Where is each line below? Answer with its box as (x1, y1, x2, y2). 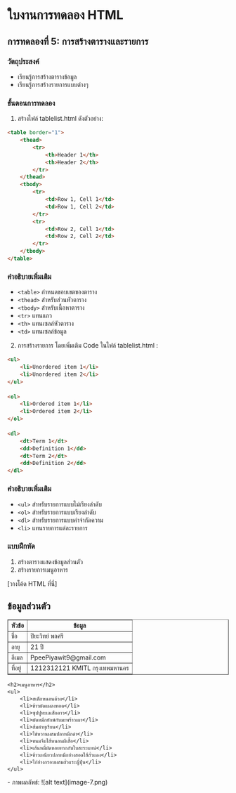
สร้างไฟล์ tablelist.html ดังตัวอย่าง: (17, 114, 104, 123)
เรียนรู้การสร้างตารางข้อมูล (17, 72, 77, 81)
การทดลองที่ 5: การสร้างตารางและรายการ (7, 35, 149, 47)
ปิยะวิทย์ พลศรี (30, 632, 64, 641)
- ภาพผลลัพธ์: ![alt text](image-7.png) (7, 778, 108, 786)
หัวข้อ (11, 622, 25, 630)
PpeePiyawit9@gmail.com (30, 653, 107, 662)
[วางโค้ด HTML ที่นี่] (7, 579, 58, 588)
